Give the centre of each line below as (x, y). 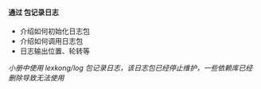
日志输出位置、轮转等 (55, 51)
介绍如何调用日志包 (51, 41)
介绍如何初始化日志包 (55, 31)
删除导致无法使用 (36, 78)
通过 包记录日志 (34, 12)
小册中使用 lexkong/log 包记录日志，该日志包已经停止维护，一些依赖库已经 (130, 68)
